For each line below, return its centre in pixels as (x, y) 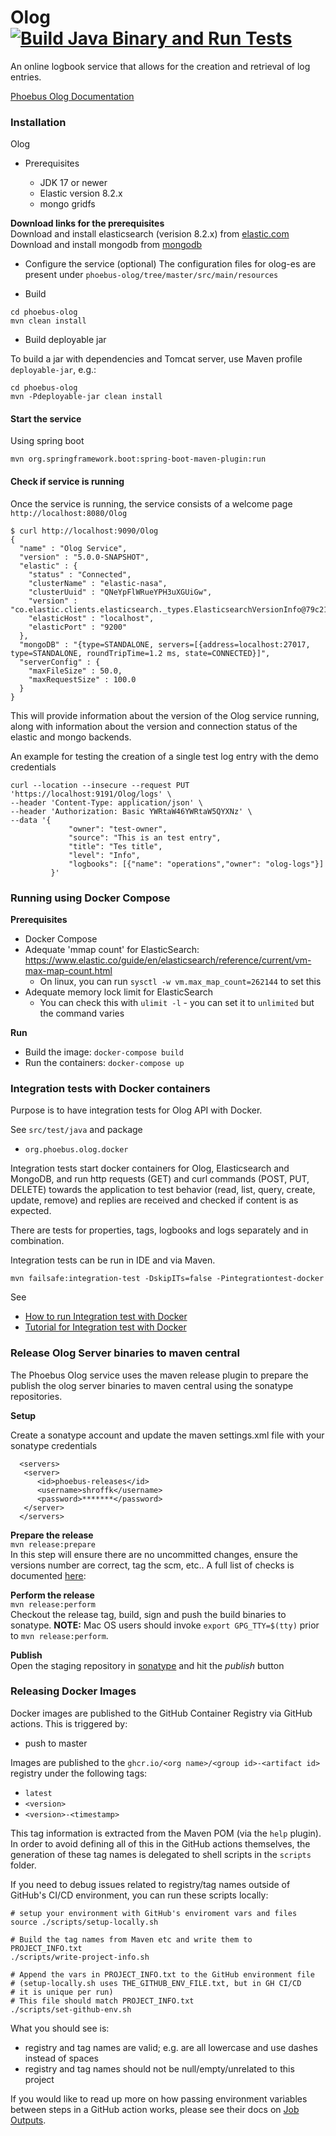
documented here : (48, 1575)
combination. (37, 1241)
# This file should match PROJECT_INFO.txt (102, 2001)
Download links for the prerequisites (87, 223)
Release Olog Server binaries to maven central (125, 1353)
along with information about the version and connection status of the (154, 726)
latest (38, 1793)
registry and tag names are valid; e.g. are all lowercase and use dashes (171, 2047)
